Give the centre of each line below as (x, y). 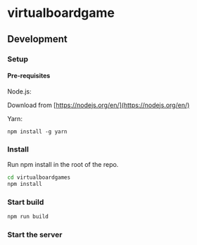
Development (38, 39)
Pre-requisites (29, 76)
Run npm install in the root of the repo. (63, 164)
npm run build (28, 217)
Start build (26, 202)
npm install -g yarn (38, 132)
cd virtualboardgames (39, 177)
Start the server (35, 234)
